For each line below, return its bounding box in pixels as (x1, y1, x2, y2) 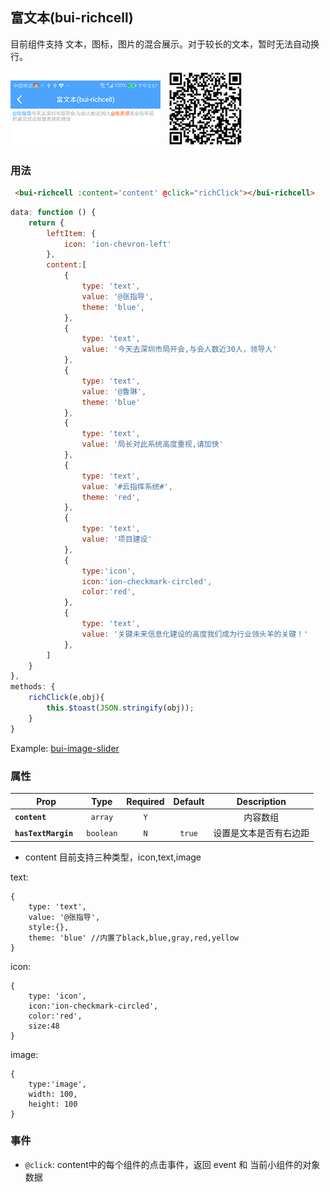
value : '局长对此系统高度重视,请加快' (81, 439, 224, 450)
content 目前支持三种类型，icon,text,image (24, 851, 202, 863)
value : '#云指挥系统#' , (81, 481, 173, 492)
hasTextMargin (14, 828, 74, 838)
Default (173, 795, 205, 807)
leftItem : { (46, 228, 97, 238)
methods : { (10, 682, 56, 692)
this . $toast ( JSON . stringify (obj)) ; (46, 703, 195, 713)
